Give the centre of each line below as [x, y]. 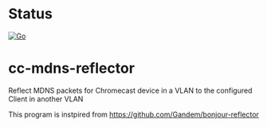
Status [31, 14]
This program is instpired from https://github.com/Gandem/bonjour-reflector [133, 114]
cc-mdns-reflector [72, 68]
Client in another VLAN [46, 99]
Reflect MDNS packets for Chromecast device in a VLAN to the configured [130, 90]
